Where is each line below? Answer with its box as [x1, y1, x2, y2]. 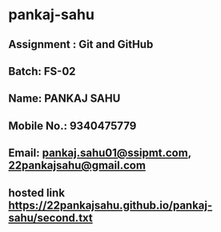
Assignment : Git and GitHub [8, 38, 154, 51]
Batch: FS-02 [8, 64, 76, 78]
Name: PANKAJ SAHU [8, 92, 121, 106]
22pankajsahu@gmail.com [8, 158, 147, 173]
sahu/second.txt [8, 210, 94, 225]
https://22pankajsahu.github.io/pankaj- [8, 198, 213, 212]
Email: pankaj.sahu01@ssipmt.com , [8, 146, 192, 160]
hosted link [8, 186, 66, 199]
